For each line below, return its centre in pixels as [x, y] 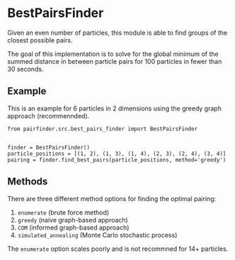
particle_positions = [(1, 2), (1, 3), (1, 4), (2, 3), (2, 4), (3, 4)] [117, 154]
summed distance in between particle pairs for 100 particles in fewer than [115, 61]
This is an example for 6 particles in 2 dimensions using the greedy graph [114, 108]
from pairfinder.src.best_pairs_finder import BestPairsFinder [103, 129]
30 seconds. [25, 69]
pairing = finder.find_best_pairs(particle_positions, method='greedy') [117, 160]
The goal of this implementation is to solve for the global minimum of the [113, 54]
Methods [28, 182]
